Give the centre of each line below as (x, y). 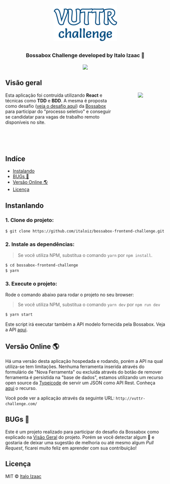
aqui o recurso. (21, 388)
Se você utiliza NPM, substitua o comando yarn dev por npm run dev (89, 305)
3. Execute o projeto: (31, 283)
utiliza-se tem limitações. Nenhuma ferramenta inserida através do (75, 366)
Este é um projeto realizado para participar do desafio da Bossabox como (82, 432)
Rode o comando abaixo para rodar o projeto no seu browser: (70, 295)
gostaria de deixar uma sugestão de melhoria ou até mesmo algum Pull (79, 442)
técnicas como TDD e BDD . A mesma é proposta (56, 100)
